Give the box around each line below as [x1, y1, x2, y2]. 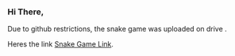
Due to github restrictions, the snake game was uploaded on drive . [7, 24, 227, 34]
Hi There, [7, 6, 44, 17]
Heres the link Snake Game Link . [7, 39, 114, 49]
